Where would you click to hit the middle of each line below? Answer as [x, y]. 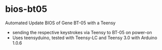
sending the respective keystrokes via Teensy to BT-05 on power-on [82, 32]
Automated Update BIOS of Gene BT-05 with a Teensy [60, 23]
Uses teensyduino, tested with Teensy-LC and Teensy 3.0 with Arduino [85, 38]
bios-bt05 [26, 9]
